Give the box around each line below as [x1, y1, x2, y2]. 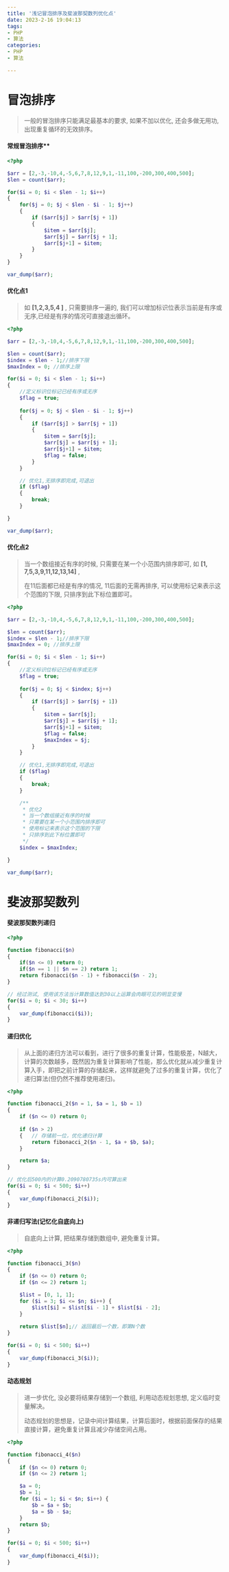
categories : [7, 42, 41, 49]
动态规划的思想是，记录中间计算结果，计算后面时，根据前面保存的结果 [23, 1416, 223, 1425]
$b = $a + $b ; [32, 1501, 72, 1509]
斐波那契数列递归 [7, 918, 56, 927]
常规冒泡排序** [7, 142, 50, 150]
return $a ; [19, 1157, 51, 1165]
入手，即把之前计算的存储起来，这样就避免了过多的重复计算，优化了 [29, 1066, 223, 1074]
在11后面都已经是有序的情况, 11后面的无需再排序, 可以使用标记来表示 [23, 581, 215, 590]
